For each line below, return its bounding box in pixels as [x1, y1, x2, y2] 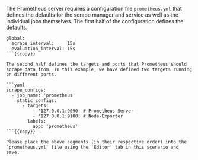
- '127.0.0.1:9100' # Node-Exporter [32, 113, 123, 119]
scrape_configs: [6, 87, 46, 93]
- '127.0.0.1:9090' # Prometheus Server [32, 108, 134, 114]
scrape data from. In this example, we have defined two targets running [6, 66, 193, 72]
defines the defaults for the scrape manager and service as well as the [6, 11, 179, 18]
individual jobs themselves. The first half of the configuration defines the [6, 18, 184, 24]
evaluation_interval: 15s [11, 46, 76, 52]
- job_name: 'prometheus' [11, 92, 76, 98]
